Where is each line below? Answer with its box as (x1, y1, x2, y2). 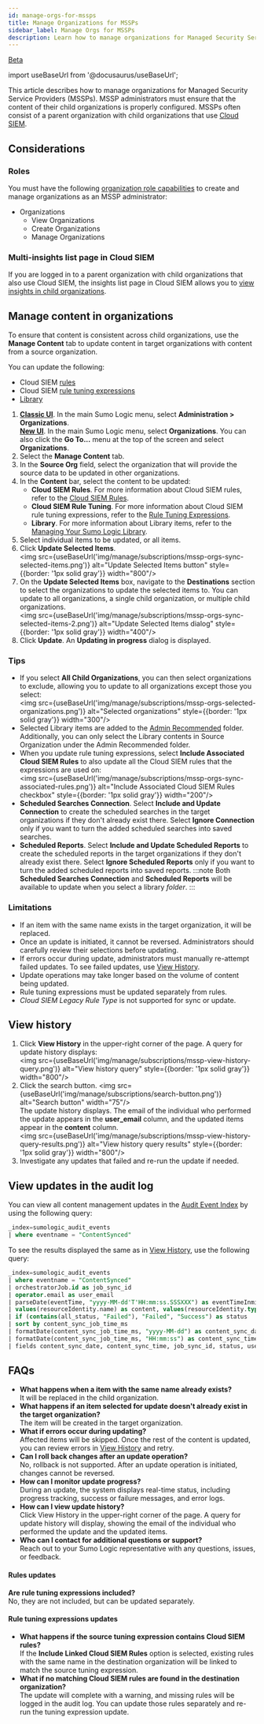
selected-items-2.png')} (19, 619, 98, 629)
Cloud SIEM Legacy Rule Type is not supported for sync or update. (19, 995, 236, 1005)
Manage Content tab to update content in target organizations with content (8, 339, 253, 348)
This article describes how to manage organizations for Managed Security (8, 86, 248, 95)
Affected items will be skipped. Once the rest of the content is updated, (19, 1435, 251, 1444)
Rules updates (8, 1570, 57, 1580)
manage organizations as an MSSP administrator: (8, 191, 167, 201)
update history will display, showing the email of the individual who (19, 1518, 236, 1529)
